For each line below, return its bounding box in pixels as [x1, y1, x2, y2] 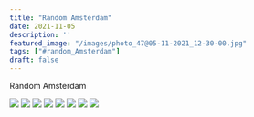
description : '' [9, 30, 71, 39]
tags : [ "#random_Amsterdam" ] [9, 47, 121, 56]
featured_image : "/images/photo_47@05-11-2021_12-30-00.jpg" [9, 38, 248, 48]
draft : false [9, 55, 59, 64]
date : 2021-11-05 [9, 22, 76, 31]
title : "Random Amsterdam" [9, 13, 112, 23]
